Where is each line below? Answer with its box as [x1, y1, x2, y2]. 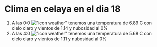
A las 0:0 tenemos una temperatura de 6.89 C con [11, 20, 152, 26]
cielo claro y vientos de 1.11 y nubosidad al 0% [11, 36, 107, 42]
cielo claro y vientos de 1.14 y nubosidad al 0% [11, 25, 108, 31]
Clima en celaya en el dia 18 [4, 3, 121, 15]
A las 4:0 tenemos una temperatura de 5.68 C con [11, 30, 152, 36]
